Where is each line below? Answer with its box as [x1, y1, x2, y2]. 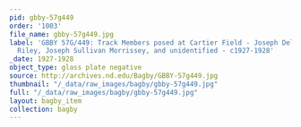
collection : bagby [9, 105, 78, 114]
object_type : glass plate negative [9, 63, 142, 72]
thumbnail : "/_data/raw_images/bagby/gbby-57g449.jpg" [9, 80, 219, 89]
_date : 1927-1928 [9, 55, 74, 63]
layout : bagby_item [9, 96, 82, 106]
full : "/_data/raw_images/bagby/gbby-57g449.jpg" [9, 88, 199, 97]
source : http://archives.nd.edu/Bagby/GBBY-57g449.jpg [9, 72, 219, 80]
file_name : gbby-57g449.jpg [9, 30, 115, 38]
